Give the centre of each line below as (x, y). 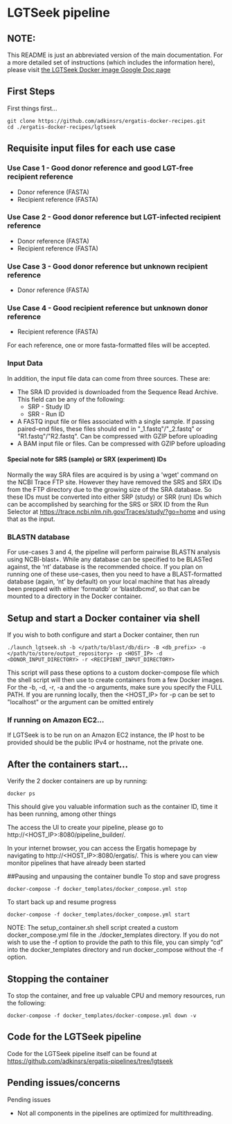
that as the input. (31, 519)
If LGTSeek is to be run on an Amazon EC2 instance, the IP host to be (106, 735)
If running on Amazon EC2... (56, 719)
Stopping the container (58, 979)
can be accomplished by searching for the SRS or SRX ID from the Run (108, 504)
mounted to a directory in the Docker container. (75, 596)
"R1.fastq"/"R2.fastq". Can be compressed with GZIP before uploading (117, 436)
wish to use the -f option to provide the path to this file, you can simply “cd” (115, 942)
